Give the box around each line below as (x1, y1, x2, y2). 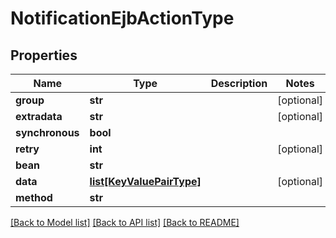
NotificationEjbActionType (10, 7, 235, 30)
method (15, 191, 53, 204)
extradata (15, 110, 63, 123)
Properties (10, 47, 78, 64)
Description (210, 77, 268, 90)
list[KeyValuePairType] (89, 175, 202, 188)
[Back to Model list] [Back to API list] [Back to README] (10, 217, 240, 228)
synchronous (15, 126, 80, 139)
